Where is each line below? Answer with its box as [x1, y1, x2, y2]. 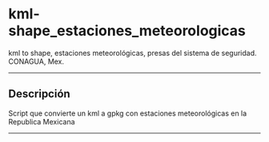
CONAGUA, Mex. [8, 57, 65, 66]
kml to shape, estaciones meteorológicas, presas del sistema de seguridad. [8, 48, 258, 57]
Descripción [8, 87, 70, 101]
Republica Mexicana [8, 116, 75, 126]
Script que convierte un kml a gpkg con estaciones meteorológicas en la [8, 108, 247, 118]
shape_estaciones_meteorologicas [8, 22, 247, 40]
